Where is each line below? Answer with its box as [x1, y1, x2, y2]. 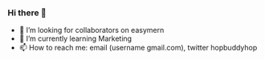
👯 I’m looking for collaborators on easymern [18, 26, 165, 35]
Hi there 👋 [7, 7, 47, 18]
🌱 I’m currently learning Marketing [18, 34, 132, 43]
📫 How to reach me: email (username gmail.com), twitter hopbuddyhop [18, 43, 258, 53]
